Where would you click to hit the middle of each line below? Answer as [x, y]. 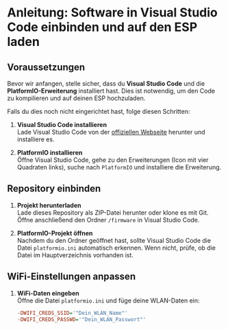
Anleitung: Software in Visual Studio [112, 13]
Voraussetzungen [46, 67]
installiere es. [36, 139]
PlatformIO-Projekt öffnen [55, 233]
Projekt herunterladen [49, 205]
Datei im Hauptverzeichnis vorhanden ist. [75, 255]
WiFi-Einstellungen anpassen [71, 277]
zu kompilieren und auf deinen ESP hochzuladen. [76, 98]
